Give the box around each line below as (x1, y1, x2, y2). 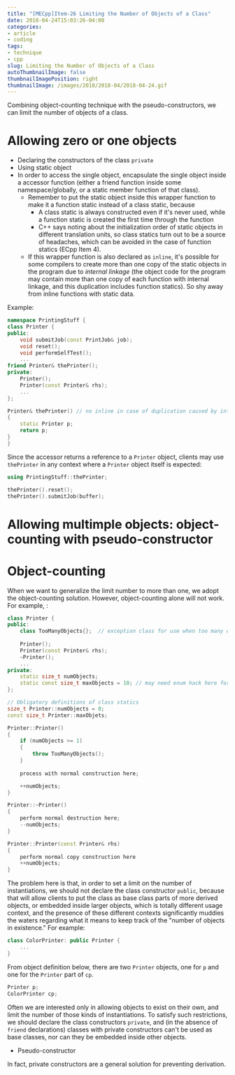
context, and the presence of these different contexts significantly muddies (7, 909, 225, 917)
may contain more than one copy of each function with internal (27, 275, 210, 283)
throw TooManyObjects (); (32, 750, 105, 757)
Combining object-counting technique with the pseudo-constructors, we (7, 101, 217, 109)
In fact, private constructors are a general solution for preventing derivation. (7, 1060, 226, 1068)
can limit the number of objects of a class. (7, 108, 129, 117)
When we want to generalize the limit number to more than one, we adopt (7, 586, 219, 595)
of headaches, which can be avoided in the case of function (38, 238, 211, 246)
